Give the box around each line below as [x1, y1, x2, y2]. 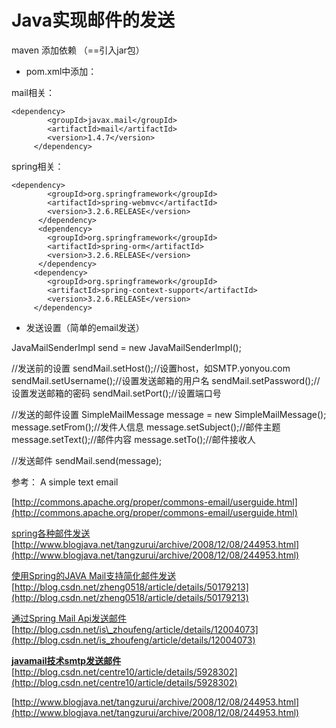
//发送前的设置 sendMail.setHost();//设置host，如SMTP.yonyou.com [11, 362, 291, 374]
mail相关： [11, 86, 55, 98]
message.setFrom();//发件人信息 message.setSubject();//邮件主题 [11, 421, 281, 433]
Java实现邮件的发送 [11, 9, 175, 32]
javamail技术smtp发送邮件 [11, 654, 122, 666]
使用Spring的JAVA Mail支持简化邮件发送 [11, 569, 177, 581]
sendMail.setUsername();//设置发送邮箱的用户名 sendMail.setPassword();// [11, 374, 321, 386]
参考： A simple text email [11, 476, 119, 488]
